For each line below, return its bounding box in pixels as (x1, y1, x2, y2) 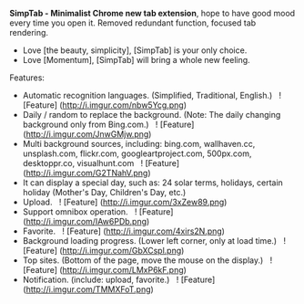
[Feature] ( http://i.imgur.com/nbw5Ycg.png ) (22, 100, 187, 110)
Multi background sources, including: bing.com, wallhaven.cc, (22, 139, 256, 149)
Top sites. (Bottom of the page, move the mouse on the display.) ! (22, 255, 273, 266)
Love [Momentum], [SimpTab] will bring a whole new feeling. (22, 55, 250, 65)
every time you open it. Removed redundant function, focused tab (9, 17, 257, 28)
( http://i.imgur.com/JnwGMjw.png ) (22, 129, 152, 140)
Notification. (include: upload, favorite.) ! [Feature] (22, 274, 216, 285)
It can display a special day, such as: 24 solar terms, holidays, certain (22, 177, 284, 188)
